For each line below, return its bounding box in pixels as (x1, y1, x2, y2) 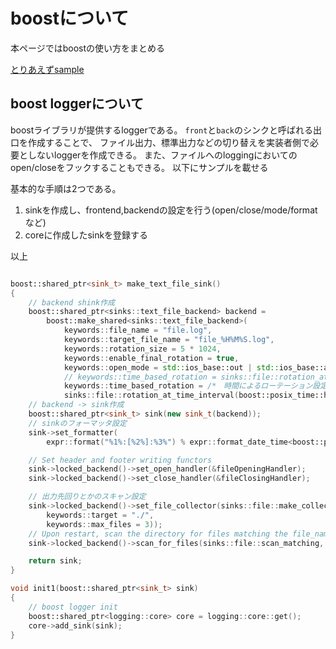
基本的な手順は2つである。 (10, 182, 122, 194)
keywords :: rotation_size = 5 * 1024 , (63, 344, 222, 354)
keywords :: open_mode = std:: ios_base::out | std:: (63, 362, 280, 373)
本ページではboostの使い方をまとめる (10, 42, 166, 54)
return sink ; (28, 556, 83, 566)
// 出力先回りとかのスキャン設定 (28, 492, 147, 502)
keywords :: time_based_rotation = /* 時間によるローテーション (63, 381, 313, 391)
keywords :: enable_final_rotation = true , (63, 353, 240, 363)
